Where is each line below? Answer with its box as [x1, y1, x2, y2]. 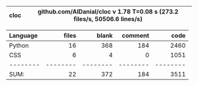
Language [9, 32, 38, 39]
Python [9, 41, 29, 49]
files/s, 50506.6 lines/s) [73, 15, 143, 23]
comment [121, 32, 149, 39]
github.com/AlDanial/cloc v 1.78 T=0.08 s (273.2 [37, 8, 179, 15]
